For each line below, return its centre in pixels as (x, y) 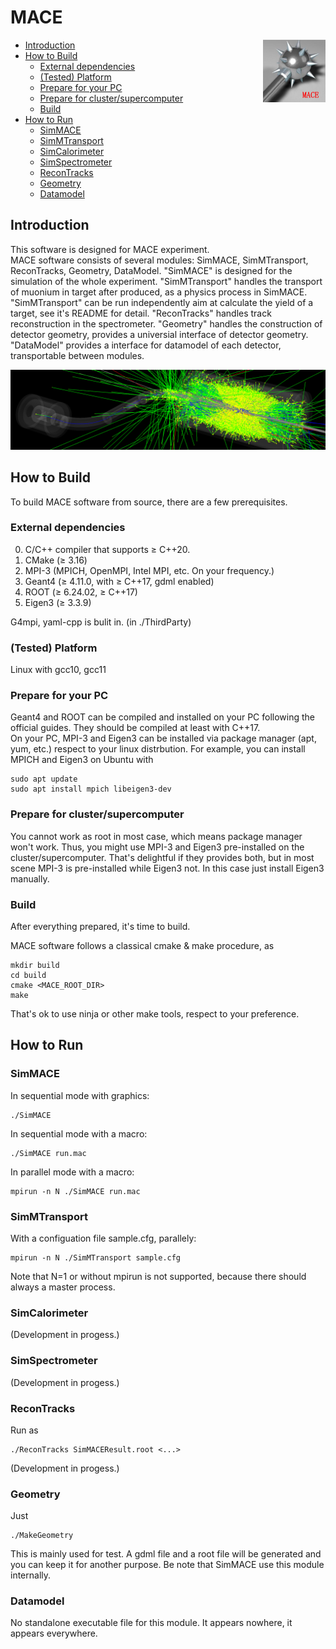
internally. (31, 1575)
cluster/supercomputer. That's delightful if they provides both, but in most (162, 857)
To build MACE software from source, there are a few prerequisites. (149, 502)
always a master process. (63, 1287)
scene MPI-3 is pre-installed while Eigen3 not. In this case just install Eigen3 (167, 868)
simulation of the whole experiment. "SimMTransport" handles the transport (166, 281)
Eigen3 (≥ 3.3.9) (58, 602)
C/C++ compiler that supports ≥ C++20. (107, 549)
